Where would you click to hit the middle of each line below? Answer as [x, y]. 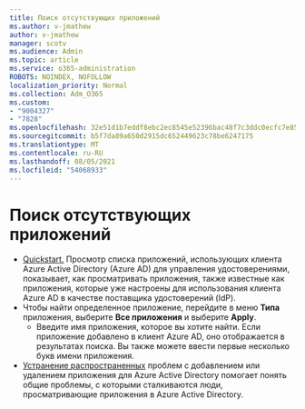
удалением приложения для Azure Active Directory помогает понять [155, 375]
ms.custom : [30, 102]
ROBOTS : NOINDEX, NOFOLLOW [60, 77]
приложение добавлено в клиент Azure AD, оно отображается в [160, 336]
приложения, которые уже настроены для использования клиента [152, 288]
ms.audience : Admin [46, 52]
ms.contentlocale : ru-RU [56, 153]
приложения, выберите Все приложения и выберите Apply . [139, 317]
